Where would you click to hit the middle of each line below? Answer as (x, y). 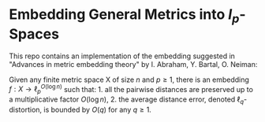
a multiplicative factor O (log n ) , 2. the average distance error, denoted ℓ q (126, 100)
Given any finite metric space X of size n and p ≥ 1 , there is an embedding (129, 79)
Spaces (34, 34)
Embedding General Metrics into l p (124, 16)
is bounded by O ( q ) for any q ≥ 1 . (98, 109)
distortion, (26, 109)
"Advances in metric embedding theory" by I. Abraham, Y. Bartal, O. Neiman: (133, 64)
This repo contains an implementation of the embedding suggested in (122, 56)
